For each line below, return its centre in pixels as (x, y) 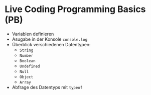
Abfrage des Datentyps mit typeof (47, 87)
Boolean (27, 61)
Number (26, 56)
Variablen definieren (33, 34)
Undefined (30, 66)
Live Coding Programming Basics (75, 9)
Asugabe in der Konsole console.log (50, 39)
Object (26, 77)
